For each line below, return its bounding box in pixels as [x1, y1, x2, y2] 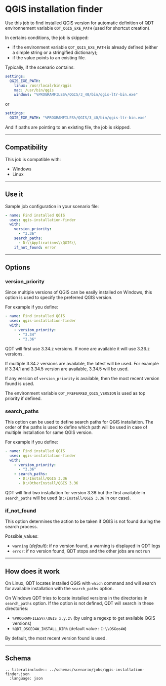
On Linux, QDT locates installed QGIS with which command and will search [5, 580, 157, 586]
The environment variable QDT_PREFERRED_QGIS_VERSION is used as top [5, 390, 146, 396]
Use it [5, 190, 23, 199]
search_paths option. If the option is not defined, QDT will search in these [5, 600, 154, 606]
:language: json [9, 676, 43, 681]
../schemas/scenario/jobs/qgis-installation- [49, 667, 145, 672]
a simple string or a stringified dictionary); [12, 49, 98, 55]
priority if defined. [5, 395, 42, 401]
